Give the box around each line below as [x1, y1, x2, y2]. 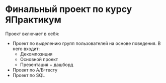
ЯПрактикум [5, 14, 61, 25]
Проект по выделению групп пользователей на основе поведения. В [12, 40, 161, 46]
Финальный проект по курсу [5, 3, 132, 15]
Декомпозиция [20, 51, 53, 57]
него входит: [12, 45, 40, 51]
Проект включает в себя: [5, 30, 59, 36]
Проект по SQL [12, 72, 45, 78]
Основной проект [20, 56, 58, 62]
